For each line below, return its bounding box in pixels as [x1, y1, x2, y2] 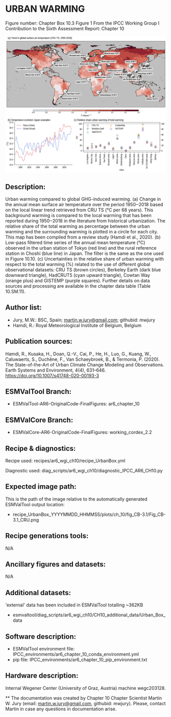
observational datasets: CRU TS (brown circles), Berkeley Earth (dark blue [5, 267, 161, 273]
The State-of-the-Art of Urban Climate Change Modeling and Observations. [5, 361, 164, 367]
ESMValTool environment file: [12, 646, 75, 652]
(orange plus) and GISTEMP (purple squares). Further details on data [5, 277, 150, 284]
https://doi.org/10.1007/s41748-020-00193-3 [5, 372, 100, 379]
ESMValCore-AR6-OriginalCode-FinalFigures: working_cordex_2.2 [12, 429, 152, 436]
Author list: [5, 303, 42, 312]
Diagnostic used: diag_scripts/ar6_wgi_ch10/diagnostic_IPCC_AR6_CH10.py [5, 468, 163, 474]
